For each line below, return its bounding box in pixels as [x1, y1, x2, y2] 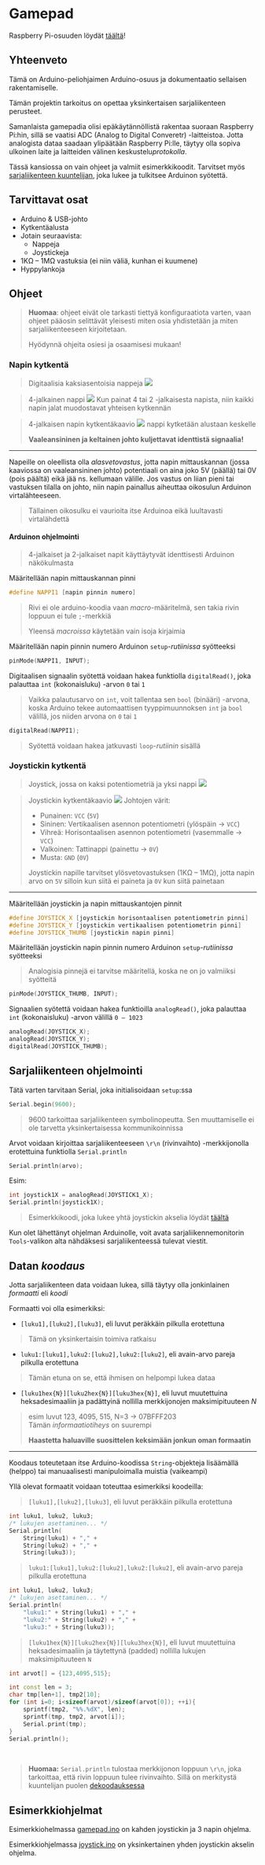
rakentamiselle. [9, 83, 58, 92]
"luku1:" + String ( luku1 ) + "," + [23, 1608, 136, 1616]
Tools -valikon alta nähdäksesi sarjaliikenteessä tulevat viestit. [9, 1236, 208, 1246]
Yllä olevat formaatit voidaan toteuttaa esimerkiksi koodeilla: [9, 1482, 204, 1491]
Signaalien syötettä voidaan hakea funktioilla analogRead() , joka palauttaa [9, 1004, 247, 1014]
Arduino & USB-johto [20, 214, 89, 223]
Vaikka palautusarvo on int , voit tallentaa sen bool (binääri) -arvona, [28, 694, 250, 704]
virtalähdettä [28, 514, 70, 523]
